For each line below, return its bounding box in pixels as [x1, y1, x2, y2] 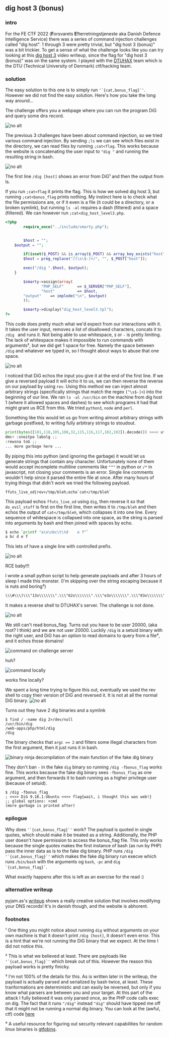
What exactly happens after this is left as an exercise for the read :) [5, 874, 144, 880]
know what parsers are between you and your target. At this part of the [5, 990, 152, 996]
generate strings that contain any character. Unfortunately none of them [5, 458, 154, 464]
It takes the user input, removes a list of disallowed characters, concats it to [5, 326, 162, 333]
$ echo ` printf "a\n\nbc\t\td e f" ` [5, 529, 89, 534]
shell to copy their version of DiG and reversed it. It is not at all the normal [5, 692, 157, 698]
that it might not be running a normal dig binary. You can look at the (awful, [5, 1006, 160, 1012]
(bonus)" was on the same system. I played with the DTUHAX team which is [5, 58, 162, 64]
